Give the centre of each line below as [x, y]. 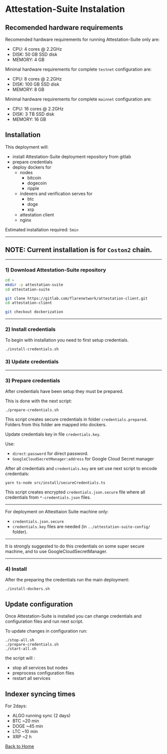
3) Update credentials [32, 362]
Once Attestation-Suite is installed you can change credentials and [73, 616]
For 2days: [16, 706]
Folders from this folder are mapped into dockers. [56, 425]
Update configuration [39, 604]
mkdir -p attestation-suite [34, 284]
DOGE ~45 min [28, 726]
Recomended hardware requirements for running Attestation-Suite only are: [83, 39]
